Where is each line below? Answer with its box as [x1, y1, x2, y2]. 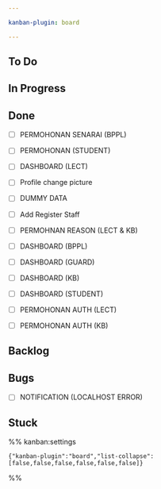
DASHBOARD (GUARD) [19, 257, 95, 267]
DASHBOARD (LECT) [19, 162, 89, 171]
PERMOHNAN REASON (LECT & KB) [19, 225, 139, 235]
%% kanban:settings [8, 437, 77, 447]
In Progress [8, 82, 66, 95]
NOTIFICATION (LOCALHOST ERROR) [19, 392, 143, 402]
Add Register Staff [19, 210, 80, 219]
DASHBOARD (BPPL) [19, 241, 88, 251]
